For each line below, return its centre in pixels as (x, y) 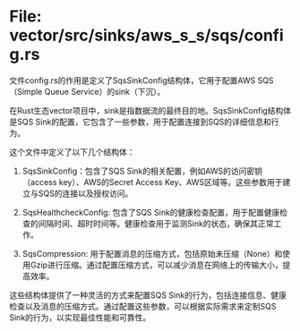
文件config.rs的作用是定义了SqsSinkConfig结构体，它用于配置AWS (133, 80)
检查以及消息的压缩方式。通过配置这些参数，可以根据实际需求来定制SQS (143, 306)
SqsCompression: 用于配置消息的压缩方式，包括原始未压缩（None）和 (152, 253)
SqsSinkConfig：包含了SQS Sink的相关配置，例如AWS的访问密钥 (142, 171)
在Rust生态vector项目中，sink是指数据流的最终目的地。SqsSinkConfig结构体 (150, 110)
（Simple (26, 91)
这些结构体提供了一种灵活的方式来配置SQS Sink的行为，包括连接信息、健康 (148, 295)
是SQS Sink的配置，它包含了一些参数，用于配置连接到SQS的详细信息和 (140, 122)
